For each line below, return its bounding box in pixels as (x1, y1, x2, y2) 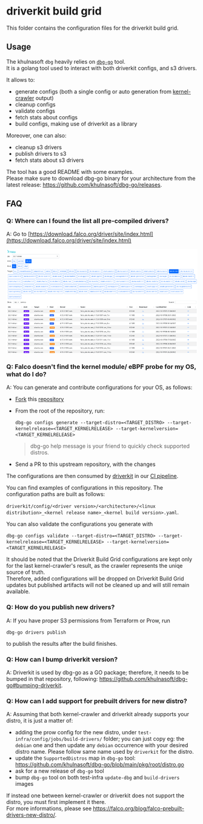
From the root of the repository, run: (15, 407, 105, 414)
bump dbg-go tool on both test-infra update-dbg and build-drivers (15, 774, 180, 781)
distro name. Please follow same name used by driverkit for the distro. (15, 748, 194, 756)
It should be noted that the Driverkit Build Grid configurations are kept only (6, 556, 193, 563)
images (15, 780, 34, 788)
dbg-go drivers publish (6, 629, 67, 636)
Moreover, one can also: (6, 131, 67, 139)
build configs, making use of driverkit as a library (15, 120, 138, 127)
